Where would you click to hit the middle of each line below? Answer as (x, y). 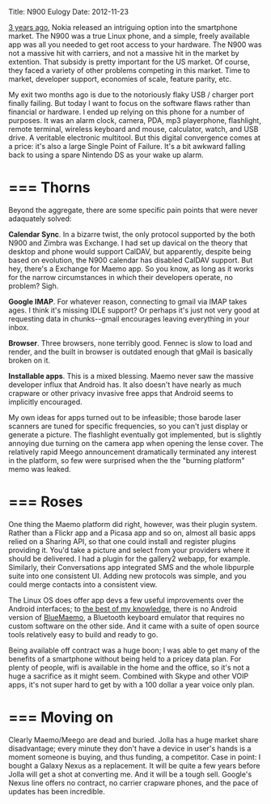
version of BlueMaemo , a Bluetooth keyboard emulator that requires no (127, 617)
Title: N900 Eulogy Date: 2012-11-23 (69, 12)
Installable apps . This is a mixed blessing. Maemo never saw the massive (131, 376)
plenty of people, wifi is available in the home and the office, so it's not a (129, 667)
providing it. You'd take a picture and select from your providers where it (129, 550)
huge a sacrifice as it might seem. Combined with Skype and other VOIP (129, 676)
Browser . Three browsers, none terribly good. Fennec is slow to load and (130, 342)
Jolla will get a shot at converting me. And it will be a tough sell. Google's (130, 774)
